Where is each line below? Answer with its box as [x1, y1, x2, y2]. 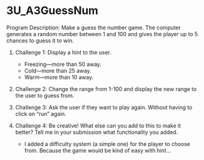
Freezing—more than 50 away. [24, 60, 102, 68]
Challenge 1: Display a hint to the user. [15, 48, 112, 56]
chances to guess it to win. [6, 37, 75, 44]
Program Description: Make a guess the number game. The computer [6, 24, 181, 31]
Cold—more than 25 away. [24, 67, 92, 74]
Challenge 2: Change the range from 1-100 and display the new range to [15, 85, 197, 92]
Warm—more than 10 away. [24, 73, 93, 81]
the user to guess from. [15, 92, 75, 99]
